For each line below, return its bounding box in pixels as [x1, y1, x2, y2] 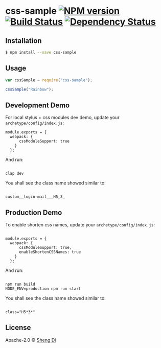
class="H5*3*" [5, 310, 36, 315]
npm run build [5, 282, 36, 287]
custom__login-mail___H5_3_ [5, 194, 65, 199]
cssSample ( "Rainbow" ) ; [5, 87, 54, 92]
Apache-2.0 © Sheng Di [5, 337, 56, 343]
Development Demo [5, 101, 70, 109]
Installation [5, 36, 42, 45]
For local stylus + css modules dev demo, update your [5, 114, 120, 121]
